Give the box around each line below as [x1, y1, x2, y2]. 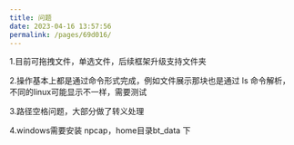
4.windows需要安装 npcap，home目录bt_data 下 [9, 125, 191, 136]
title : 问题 [9, 13, 52, 23]
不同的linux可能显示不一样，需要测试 [9, 87, 147, 98]
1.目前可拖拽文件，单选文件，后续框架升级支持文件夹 [9, 56, 207, 67]
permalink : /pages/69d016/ [9, 30, 112, 39]
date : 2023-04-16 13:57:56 [9, 22, 112, 31]
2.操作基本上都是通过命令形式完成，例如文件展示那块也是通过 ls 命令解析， [9, 75, 291, 86]
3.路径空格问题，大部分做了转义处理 [9, 106, 145, 117]
